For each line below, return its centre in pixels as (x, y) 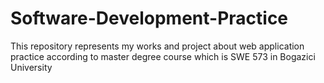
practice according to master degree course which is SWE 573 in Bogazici (163, 56)
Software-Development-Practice (149, 18)
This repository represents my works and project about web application (157, 46)
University (31, 67)
